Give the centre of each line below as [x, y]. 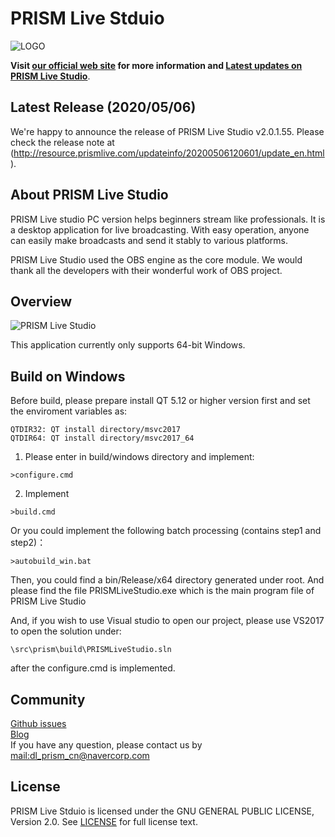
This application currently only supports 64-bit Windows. [128, 345]
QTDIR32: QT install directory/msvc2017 [96, 430]
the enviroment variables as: [69, 411]
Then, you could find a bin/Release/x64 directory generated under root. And [167, 580]
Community [48, 699]
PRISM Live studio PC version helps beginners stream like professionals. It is [168, 219]
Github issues [38, 723]
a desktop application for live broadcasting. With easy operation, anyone [160, 229]
